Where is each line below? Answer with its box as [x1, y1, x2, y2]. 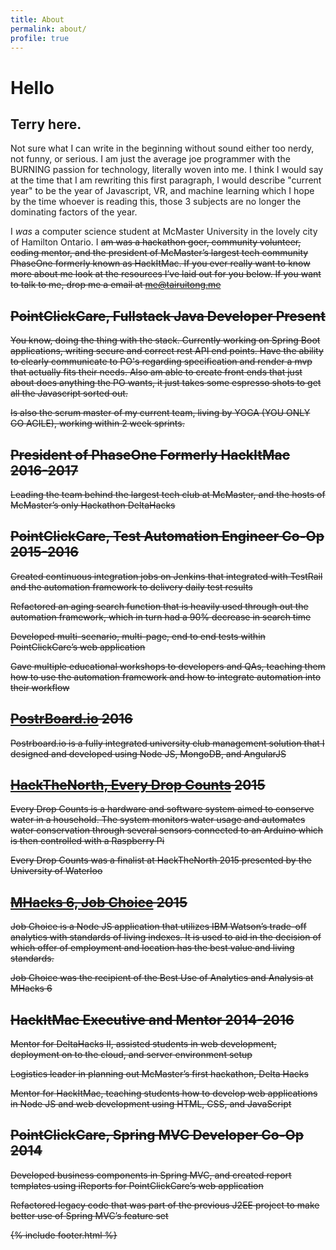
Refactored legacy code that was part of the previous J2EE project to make [10, 1199, 320, 1211]
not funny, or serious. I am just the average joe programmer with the [10, 153, 291, 165]
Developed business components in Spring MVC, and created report [10, 1169, 292, 1181]
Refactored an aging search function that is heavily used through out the [10, 600, 309, 612]
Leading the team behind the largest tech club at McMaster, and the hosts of [10, 489, 326, 500]
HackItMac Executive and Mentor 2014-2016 [10, 1011, 295, 1028]
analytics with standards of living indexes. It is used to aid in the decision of [10, 931, 322, 943]
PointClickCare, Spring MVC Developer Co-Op [10, 1127, 304, 1144]
